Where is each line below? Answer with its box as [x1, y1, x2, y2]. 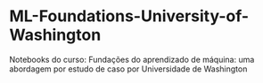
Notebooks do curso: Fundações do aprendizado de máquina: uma [9, 54, 255, 64]
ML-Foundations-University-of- [9, 6, 250, 26]
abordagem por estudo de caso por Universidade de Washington [9, 64, 248, 74]
